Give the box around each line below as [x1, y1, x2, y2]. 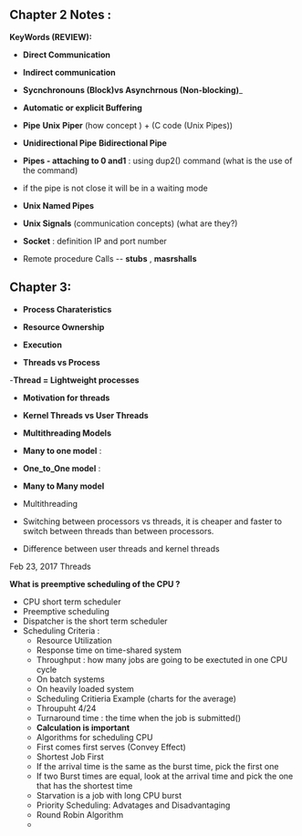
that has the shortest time [36, 779, 133, 791]
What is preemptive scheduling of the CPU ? [9, 578, 181, 589]
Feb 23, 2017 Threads [9, 561, 91, 572]
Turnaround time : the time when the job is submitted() [36, 712, 242, 723]
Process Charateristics [22, 304, 112, 315]
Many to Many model [22, 480, 105, 491]
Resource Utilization [36, 635, 112, 645]
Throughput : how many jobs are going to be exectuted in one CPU [36, 654, 288, 665]
